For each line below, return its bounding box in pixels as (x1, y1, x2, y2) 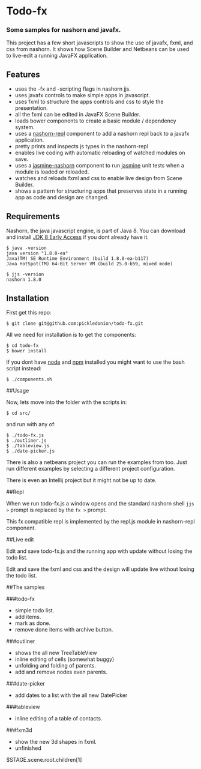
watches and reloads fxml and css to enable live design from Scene (14, 175, 182, 182)
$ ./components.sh (6, 376, 52, 382)
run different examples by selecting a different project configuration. (6, 465, 175, 472)
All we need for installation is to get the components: (6, 331, 136, 338)
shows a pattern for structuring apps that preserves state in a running (14, 187, 187, 195)
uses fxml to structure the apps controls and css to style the (14, 98, 164, 106)
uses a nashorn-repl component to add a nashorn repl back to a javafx (14, 130, 190, 137)
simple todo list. (14, 606, 55, 614)
